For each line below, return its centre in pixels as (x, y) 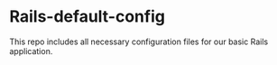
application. (31, 51)
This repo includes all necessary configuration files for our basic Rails (139, 42)
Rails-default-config (87, 17)
